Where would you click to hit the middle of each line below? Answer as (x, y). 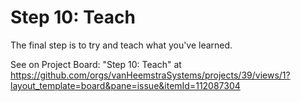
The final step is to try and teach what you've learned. (121, 45)
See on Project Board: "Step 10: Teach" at (96, 64)
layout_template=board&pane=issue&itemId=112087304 (125, 85)
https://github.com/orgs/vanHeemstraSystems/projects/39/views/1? (150, 75)
